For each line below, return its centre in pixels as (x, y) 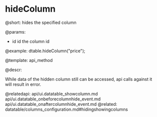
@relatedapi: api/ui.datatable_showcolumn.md (51, 94)
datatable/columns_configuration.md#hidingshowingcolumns (67, 109)
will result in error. (23, 84)
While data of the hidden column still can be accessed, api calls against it (79, 79)
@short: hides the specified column (41, 22)
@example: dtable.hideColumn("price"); (45, 51)
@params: (15, 32)
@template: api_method (29, 60)
